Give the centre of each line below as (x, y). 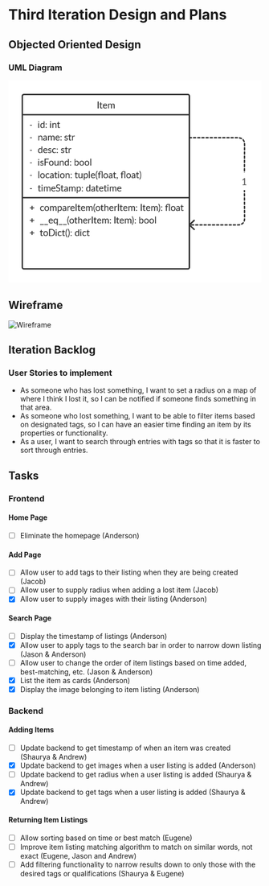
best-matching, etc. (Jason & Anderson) (86, 672)
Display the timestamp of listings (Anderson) (94, 636)
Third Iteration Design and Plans (118, 15)
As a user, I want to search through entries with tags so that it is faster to (140, 442)
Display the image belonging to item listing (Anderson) (110, 689)
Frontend (26, 498)
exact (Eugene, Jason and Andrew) (78, 855)
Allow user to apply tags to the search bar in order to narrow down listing (141, 645)
